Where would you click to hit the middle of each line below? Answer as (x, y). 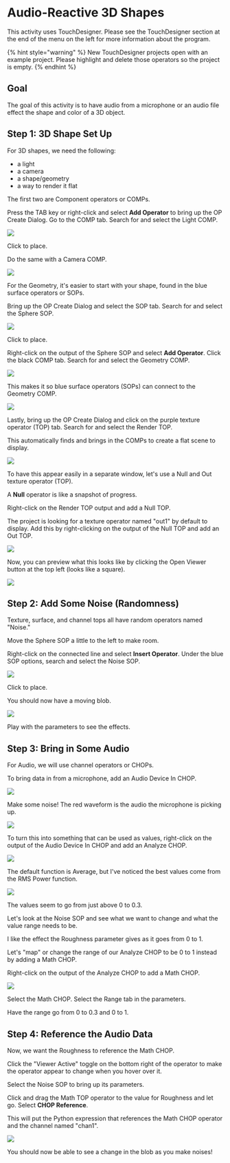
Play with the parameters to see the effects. (69, 727)
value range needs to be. (42, 926)
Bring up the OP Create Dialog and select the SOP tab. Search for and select (115, 306)
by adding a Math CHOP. (42, 960)
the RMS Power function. (42, 879)
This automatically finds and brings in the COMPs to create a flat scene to (112, 440)
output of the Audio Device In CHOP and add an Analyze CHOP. (97, 846)
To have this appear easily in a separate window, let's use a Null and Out (110, 474)
